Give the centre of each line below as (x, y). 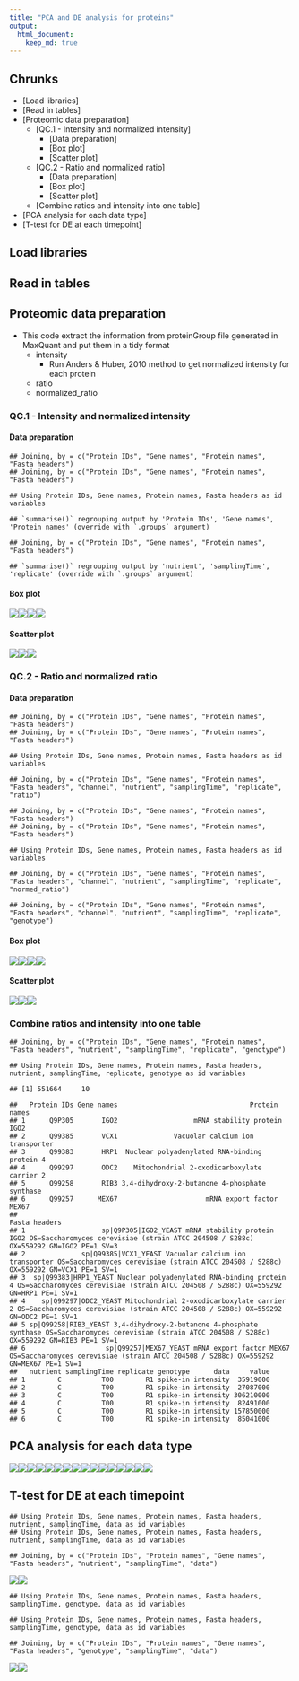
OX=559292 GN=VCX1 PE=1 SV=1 (64, 1270)
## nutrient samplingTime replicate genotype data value (140, 1372)
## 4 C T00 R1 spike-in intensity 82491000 (140, 1404)
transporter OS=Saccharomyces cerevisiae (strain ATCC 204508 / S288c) (145, 1262)
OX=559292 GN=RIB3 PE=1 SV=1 (64, 1341)
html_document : (46, 34)
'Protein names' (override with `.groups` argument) (110, 527)
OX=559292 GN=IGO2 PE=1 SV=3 (64, 1247)
